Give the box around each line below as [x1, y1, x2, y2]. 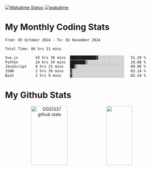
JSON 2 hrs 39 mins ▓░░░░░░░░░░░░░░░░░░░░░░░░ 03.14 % [5, 68, 146, 74]
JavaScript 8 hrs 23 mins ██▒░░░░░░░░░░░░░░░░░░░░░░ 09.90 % [5, 64, 146, 69]
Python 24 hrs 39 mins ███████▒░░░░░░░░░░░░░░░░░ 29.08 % [5, 60, 146, 65]
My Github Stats [5, 90, 72, 101]
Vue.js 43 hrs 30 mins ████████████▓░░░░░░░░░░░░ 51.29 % [5, 55, 146, 60]
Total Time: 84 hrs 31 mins [5, 46, 62, 51]
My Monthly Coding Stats [5, 22, 110, 33]
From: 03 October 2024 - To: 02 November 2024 [5, 37, 101, 42]
